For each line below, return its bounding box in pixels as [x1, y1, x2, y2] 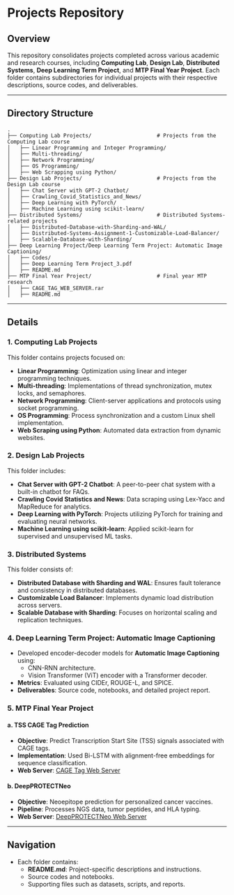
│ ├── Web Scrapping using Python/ [7, 169, 117, 176]
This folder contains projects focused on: [7, 353, 125, 361]
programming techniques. [17, 374, 92, 382]
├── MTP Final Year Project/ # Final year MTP [7, 272, 208, 280]
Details [7, 316, 38, 329]
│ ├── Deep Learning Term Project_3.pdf [7, 260, 132, 267]
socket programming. [17, 403, 79, 412]
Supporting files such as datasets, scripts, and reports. [27, 880, 186, 888]
